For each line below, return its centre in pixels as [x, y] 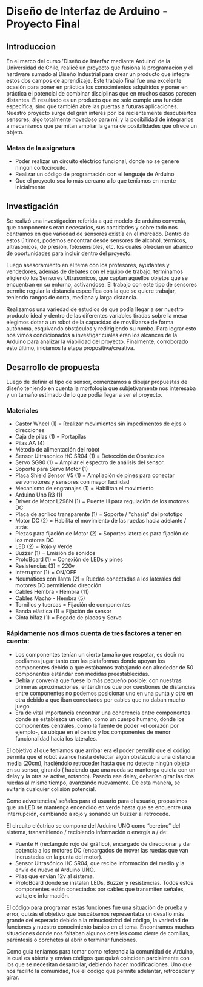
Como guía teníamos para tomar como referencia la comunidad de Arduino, [101, 951]
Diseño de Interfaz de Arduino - [87, 11]
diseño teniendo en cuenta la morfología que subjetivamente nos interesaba [101, 388]
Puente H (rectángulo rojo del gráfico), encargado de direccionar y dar [103, 843]
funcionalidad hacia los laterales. [56, 738]
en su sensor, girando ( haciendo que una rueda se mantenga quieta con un [101, 769]
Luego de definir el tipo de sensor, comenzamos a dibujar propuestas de [97, 382]
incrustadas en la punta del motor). [59, 857]
